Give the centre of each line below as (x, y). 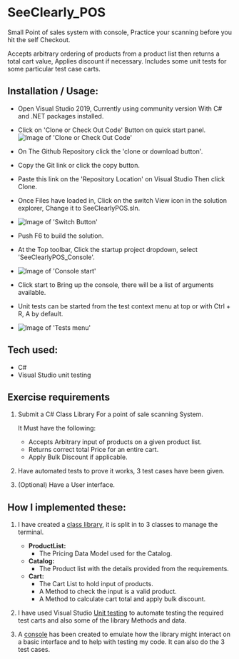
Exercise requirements (59, 397)
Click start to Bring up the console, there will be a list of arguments (116, 285)
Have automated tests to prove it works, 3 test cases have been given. (121, 471)
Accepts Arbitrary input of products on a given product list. (115, 442)
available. (32, 292)
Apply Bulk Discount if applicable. (78, 457)
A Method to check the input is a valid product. (108, 592)
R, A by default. (40, 313)
